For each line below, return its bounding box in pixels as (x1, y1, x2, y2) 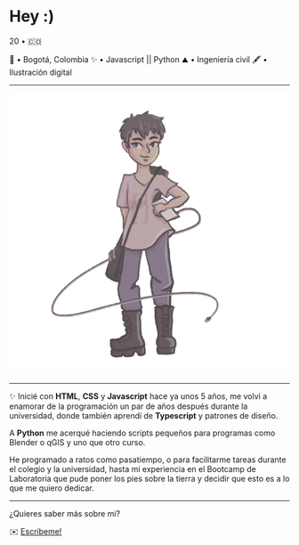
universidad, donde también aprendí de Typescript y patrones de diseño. (9, 410, 279, 420)
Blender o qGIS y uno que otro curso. (9, 436, 146, 447)
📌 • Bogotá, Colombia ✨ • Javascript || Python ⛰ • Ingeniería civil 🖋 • (9, 53, 268, 64)
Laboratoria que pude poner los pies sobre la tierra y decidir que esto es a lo (9, 473, 290, 484)
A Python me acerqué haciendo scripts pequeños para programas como (9, 427, 276, 438)
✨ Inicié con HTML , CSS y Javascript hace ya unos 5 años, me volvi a (9, 390, 268, 402)
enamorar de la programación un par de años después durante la (9, 401, 248, 411)
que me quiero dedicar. (9, 483, 95, 493)
